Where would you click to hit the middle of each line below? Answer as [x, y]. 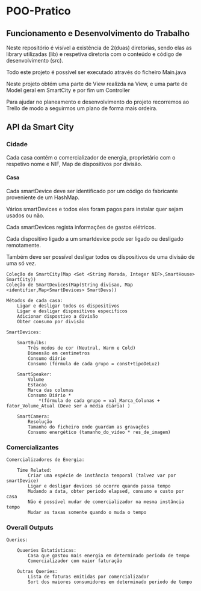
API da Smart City [40, 127]
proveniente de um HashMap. [43, 197]
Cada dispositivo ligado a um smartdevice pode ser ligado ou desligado [95, 238]
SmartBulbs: [32, 342]
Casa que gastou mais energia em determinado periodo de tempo [109, 556]
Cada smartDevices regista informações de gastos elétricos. [81, 227]
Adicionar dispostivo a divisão [57, 316]
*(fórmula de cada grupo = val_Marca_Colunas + [99, 401]
